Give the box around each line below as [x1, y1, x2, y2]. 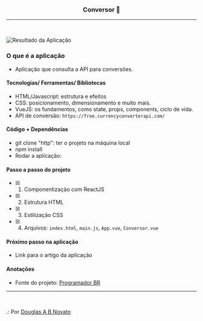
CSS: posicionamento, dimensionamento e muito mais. [14, 99, 151, 106]
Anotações [6, 265, 35, 273]
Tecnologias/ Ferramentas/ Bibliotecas [6, 79, 106, 86]
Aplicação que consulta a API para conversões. [14, 65, 134, 73]
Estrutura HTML [24, 199, 64, 206]
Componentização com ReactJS [24, 186, 105, 193]
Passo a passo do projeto [6, 166, 71, 173]
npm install [14, 146, 43, 153]
